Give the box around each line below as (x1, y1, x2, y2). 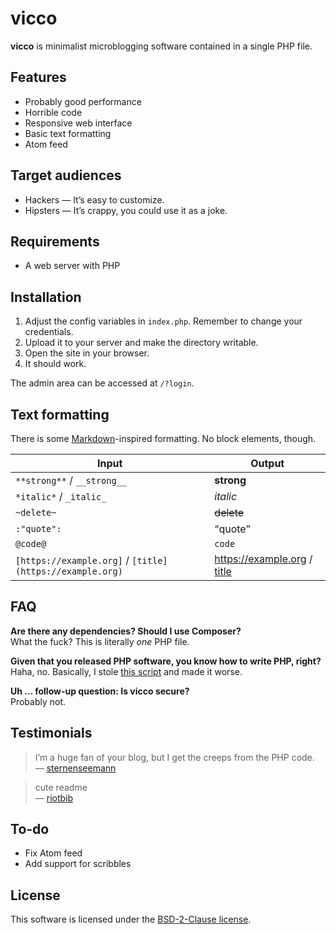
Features (10, 69, 67, 86)
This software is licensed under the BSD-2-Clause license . (10, 913, 252, 926)
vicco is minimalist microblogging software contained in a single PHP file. (10, 40, 313, 52)
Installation (10, 288, 82, 306)
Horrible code (24, 106, 83, 118)
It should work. (24, 358, 87, 370)
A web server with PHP (24, 260, 121, 272)
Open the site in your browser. (24, 347, 150, 359)
